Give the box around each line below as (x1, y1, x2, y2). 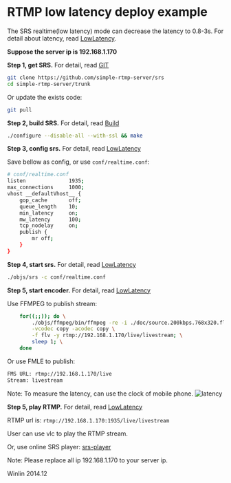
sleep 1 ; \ (32, 339, 63, 345)
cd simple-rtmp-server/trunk (7, 80, 91, 87)
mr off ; (32, 235, 54, 242)
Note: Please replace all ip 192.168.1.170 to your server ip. (7, 455, 168, 464)
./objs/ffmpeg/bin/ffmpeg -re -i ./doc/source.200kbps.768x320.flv (32, 319, 229, 326)
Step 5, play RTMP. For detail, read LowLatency (7, 402, 143, 411)
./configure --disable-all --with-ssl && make (7, 132, 143, 139)
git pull (7, 106, 32, 114)
